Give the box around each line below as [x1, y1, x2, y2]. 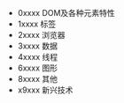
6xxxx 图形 [17, 63, 58, 73]
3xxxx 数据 [17, 40, 58, 51]
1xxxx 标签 [17, 18, 56, 29]
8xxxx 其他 [17, 74, 58, 84]
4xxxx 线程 [17, 52, 58, 62]
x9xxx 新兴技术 [17, 85, 74, 95]
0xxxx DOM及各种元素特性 [17, 8, 115, 18]
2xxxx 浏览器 [17, 30, 66, 40]
